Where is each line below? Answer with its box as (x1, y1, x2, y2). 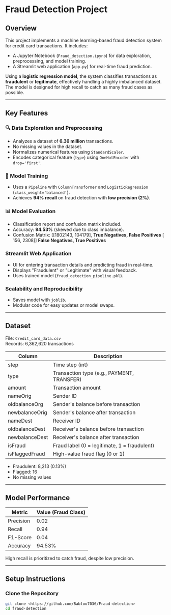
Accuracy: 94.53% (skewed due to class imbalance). (12, 226, 125, 232)
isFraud (8, 442, 26, 449)
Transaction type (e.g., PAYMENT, (52, 369, 134, 376)
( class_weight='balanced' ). (12, 189, 70, 195)
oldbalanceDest (8, 425, 46, 432)
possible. (5, 90, 24, 95)
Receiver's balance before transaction (52, 425, 144, 432)
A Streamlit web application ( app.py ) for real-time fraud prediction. (12, 64, 152, 69)
